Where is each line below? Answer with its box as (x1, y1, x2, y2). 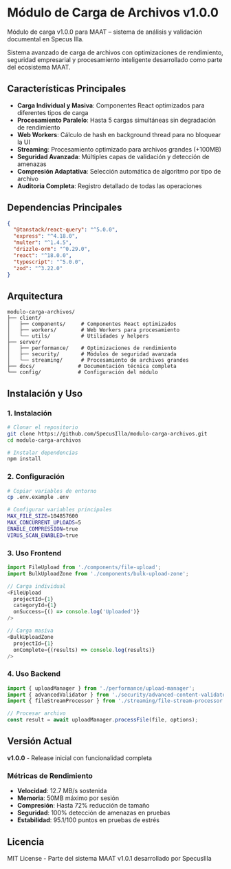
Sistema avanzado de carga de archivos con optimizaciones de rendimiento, (7, 48, 223, 57)
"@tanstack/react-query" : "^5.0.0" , (13, 226, 118, 234)
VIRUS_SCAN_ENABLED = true (7, 532, 78, 539)
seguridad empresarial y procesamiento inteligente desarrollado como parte (7, 55, 223, 63)
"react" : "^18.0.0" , (13, 252, 72, 259)
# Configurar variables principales (7, 507, 112, 513)
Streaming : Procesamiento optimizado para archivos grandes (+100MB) (16, 145, 222, 153)
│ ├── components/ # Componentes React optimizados (7, 320, 177, 328)
